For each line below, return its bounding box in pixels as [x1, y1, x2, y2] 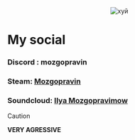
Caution [7, 111, 31, 121]
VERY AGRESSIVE [7, 126, 62, 134]
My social [7, 32, 66, 48]
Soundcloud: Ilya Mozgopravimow [7, 95, 128, 105]
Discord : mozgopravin [7, 57, 87, 67]
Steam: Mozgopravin [7, 76, 81, 86]
